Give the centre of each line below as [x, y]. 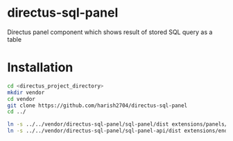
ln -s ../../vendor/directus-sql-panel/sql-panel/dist [88, 124]
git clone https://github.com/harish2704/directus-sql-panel [97, 106]
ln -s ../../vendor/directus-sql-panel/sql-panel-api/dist [94, 131]
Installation [40, 68]
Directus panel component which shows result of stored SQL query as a [110, 32]
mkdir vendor [26, 92]
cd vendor [21, 99]
